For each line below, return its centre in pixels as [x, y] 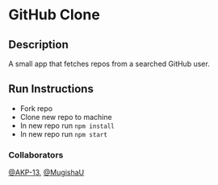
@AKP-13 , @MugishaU [46, 173]
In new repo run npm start [63, 134]
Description [38, 45]
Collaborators [36, 154]
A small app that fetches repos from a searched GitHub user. [109, 64]
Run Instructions [51, 89]
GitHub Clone [55, 15]
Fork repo [36, 108]
